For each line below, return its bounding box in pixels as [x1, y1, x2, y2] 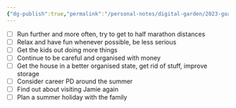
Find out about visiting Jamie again [16, 85, 119, 93]
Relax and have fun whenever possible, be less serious [16, 37, 177, 46]
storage [16, 69, 39, 78]
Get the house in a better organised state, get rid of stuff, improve [16, 61, 208, 70]
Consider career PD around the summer [16, 77, 133, 85]
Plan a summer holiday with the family [16, 93, 128, 102]
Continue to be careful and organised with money [16, 54, 161, 62]
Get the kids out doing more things [16, 45, 118, 54]
